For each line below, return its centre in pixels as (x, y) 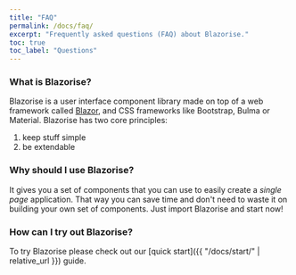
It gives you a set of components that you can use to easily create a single (146, 189)
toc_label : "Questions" (53, 51)
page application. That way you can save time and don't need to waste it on (148, 199)
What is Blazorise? (50, 82)
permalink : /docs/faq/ (51, 26)
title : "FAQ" (33, 17)
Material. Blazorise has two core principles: (88, 121)
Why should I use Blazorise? (72, 171)
